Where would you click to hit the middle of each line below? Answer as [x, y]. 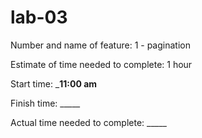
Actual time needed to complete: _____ [88, 122]
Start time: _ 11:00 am [54, 83]
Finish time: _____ [45, 103]
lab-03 [39, 17]
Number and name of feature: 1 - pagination [100, 45]
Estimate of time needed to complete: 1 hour [101, 64]
